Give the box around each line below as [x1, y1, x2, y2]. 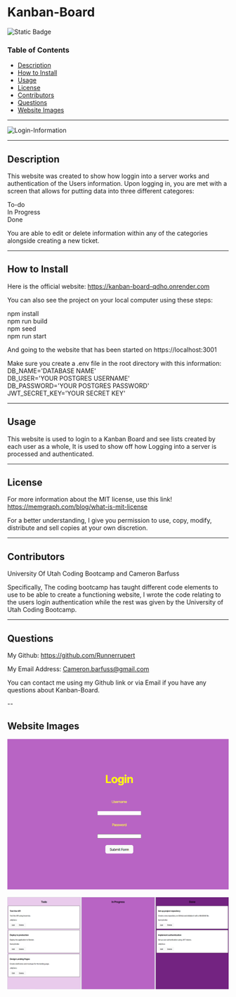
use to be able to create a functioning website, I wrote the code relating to [7, 590, 221, 599]
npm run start [7, 331, 47, 340]
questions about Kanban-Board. [7, 686, 100, 694]
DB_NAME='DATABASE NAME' [7, 367, 97, 375]
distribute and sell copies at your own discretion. [7, 523, 148, 532]
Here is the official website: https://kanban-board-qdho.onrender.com [7, 282, 210, 291]
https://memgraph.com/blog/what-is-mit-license [7, 502, 148, 511]
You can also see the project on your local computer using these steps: [7, 296, 213, 304]
